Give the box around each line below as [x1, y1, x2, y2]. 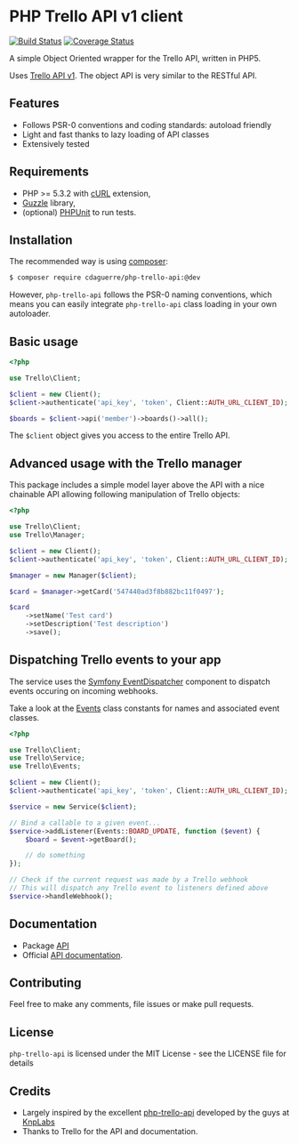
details [9, 1058, 34, 1068]
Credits [9, 1084, 52, 1099]
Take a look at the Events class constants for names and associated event [9, 703, 280, 713]
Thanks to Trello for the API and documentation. [21, 1126, 198, 1137]
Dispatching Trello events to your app [9, 652, 221, 668]
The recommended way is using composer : [9, 256, 169, 267]
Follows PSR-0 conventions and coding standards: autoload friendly [21, 119, 272, 130]
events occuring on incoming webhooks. [9, 685, 158, 696]
